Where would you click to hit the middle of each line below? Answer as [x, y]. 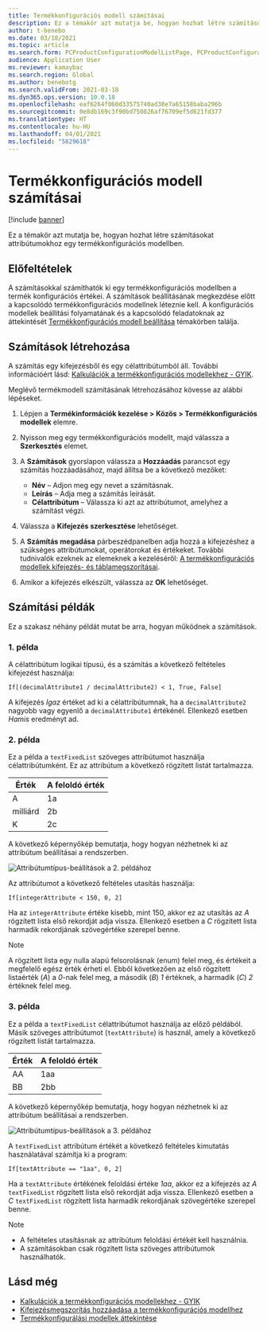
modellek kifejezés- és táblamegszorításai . [90, 567]
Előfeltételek [41, 269]
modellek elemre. [48, 422]
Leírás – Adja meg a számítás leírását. [94, 494]
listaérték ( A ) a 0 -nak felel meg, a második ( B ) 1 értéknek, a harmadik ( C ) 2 [131, 978]
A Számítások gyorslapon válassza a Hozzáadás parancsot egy [125, 462]
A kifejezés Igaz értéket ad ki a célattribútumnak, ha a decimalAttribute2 [127, 702]
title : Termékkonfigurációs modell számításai [87, 16]
